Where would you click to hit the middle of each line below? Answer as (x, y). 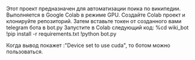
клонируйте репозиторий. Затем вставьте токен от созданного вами (94, 21)
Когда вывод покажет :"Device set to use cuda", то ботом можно (88, 45)
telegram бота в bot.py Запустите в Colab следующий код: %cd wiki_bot (97, 27)
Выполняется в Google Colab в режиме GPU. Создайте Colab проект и (96, 15)
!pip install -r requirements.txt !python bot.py (61, 34)
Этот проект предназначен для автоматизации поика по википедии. (94, 9)
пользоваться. (25, 52)
